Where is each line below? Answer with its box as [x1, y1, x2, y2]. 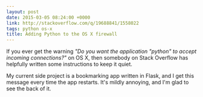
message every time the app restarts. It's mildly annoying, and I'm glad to [6, 79, 189, 86]
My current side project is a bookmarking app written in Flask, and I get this [6, 72, 195, 80]
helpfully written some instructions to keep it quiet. [6, 61, 133, 68]
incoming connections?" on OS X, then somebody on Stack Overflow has [6, 54, 188, 61]
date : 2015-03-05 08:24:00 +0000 [6, 14, 91, 20]
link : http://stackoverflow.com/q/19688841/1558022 [6, 20, 139, 26]
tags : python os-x [6, 25, 53, 32]
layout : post [6, 8, 39, 15]
